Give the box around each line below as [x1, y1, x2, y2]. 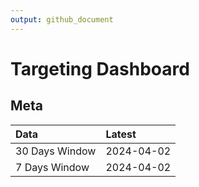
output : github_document [10, 14, 114, 25]
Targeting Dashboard [10, 57, 190, 80]
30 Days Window [15, 144, 97, 158]
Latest [105, 127, 137, 141]
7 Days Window [15, 160, 90, 174]
